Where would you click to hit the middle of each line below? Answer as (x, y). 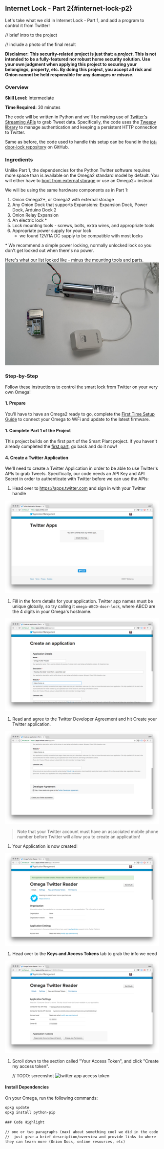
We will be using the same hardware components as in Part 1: (67, 190)
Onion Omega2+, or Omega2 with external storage (63, 200)
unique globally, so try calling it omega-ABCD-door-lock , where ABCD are (84, 606)
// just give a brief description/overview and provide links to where (81, 1137)
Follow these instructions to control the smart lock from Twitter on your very (82, 387)
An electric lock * (30, 220)
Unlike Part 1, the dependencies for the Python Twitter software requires (78, 170)
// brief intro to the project (31, 35)
